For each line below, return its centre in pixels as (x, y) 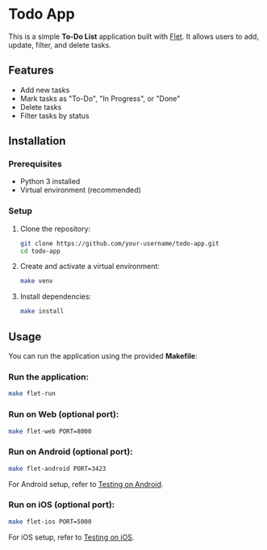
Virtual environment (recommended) (80, 190)
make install (42, 312)
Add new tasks (45, 90)
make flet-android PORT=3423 (57, 468)
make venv (37, 281)
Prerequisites (35, 164)
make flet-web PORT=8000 (50, 431)
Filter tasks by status (55, 115)
